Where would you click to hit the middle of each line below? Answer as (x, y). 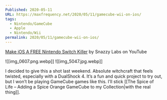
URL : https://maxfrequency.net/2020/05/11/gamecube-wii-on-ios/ (73, 14)
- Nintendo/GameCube (31, 24)
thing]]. (13, 92)
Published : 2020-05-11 (29, 10)
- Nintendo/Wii (25, 33)
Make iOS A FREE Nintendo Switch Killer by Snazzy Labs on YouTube (76, 51)
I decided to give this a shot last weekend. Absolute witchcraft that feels (79, 71)
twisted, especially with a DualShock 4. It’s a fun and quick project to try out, (84, 76)
